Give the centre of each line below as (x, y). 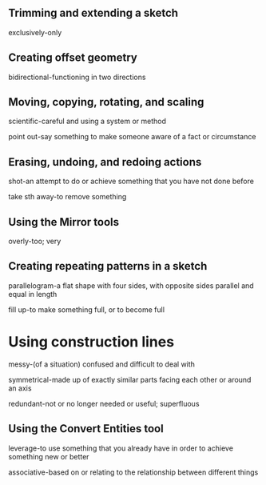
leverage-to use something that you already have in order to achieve (121, 448)
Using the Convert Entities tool (86, 429)
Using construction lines (91, 342)
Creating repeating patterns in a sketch (108, 266)
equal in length (33, 294)
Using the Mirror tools (64, 222)
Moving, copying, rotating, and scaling (106, 102)
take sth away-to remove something (67, 197)
